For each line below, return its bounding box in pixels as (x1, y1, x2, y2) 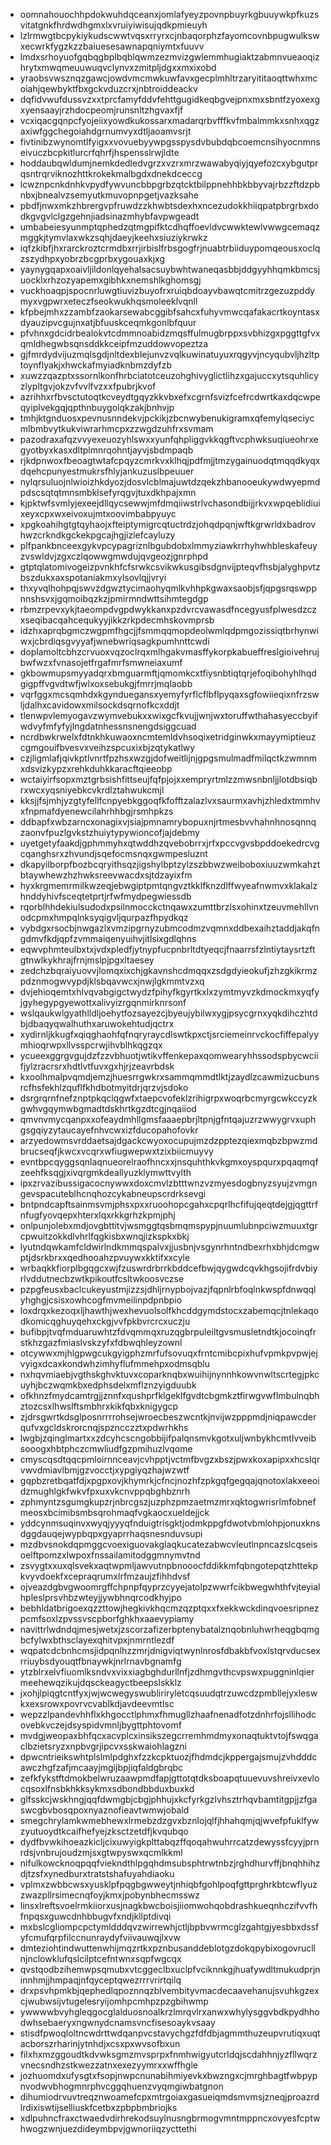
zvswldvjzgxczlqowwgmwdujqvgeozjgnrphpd (19, 550, 209, 562)
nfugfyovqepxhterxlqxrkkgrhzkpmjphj (19, 1209, 176, 1221)
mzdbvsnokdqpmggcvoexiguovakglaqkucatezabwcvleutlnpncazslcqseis (19, 1539, 318, 1550)
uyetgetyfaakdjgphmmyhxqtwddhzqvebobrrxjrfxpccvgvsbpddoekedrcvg (19, 837, 320, 849)
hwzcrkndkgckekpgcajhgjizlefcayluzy (19, 529, 176, 541)
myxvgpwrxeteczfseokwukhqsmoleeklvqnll (19, 295, 198, 307)
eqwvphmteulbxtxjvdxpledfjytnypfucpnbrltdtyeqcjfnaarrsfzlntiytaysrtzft (19, 944, 316, 955)
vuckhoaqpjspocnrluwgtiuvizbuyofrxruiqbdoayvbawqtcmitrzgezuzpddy (19, 285, 316, 296)
